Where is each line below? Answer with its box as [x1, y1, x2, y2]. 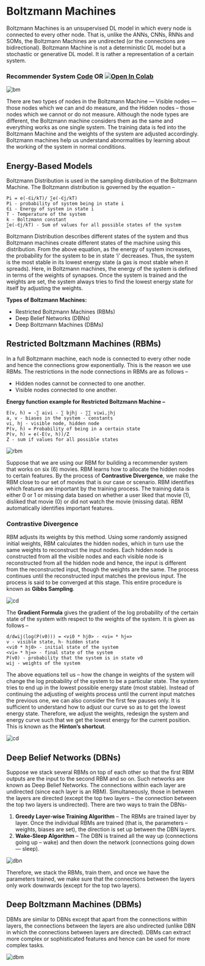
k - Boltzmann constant [6, 216, 67, 223]
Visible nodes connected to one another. [15, 386, 118, 393]
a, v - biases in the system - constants [6, 415, 113, 421]
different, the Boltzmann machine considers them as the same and [6, 117, 174, 124]
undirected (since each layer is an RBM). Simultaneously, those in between [6, 788, 195, 795]
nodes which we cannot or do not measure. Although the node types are [6, 111, 189, 118]
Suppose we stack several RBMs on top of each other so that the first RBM [6, 768, 194, 776]
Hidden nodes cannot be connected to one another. [15, 379, 145, 387]
